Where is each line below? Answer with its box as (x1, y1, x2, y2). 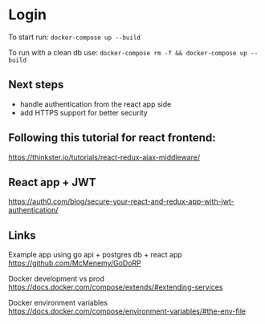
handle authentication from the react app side (19, 99, 172, 109)
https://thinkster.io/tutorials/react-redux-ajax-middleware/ (8, 152, 201, 162)
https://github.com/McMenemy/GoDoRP (8, 258, 142, 268)
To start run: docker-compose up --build (8, 32, 141, 42)
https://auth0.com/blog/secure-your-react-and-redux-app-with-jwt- (8, 196, 234, 206)
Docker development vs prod (8, 274, 104, 284)
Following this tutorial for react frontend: (8, 131, 216, 145)
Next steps (8, 78, 64, 91)
